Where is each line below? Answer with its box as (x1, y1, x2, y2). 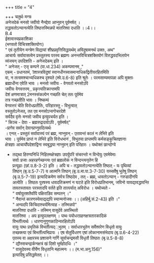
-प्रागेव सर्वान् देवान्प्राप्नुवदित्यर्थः (5, 125, 52, 131)
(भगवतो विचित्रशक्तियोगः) (5, 42, 44, 47)
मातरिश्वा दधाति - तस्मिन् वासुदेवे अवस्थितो (12, 208, 78, 213)
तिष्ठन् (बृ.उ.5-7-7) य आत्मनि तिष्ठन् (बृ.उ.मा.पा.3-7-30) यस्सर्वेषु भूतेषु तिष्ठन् (12, 168, 137, 174)
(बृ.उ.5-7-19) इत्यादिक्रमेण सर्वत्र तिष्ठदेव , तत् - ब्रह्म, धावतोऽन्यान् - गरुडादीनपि (12, 174, 138, 180)
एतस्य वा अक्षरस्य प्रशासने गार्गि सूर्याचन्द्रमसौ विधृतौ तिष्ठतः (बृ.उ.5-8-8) (12, 235, 124, 241)
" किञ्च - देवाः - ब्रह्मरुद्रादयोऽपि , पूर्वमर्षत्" (5, 119, 71, 125)
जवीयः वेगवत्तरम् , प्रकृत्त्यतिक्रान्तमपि (5, 86, 60, 92)
